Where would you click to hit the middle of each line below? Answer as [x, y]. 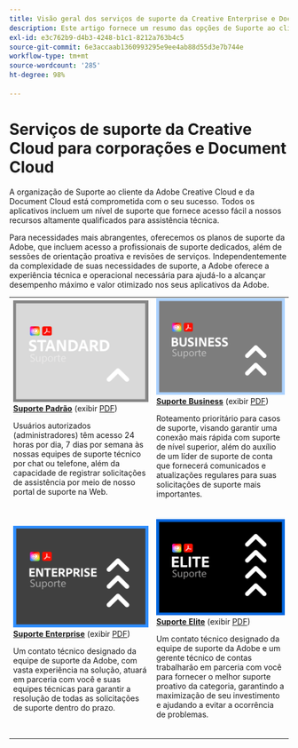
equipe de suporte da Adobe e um [219, 649]
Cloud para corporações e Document [148, 148]
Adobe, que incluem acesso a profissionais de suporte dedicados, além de [145, 247]
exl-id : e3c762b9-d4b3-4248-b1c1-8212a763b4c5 [97, 37]
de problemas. [183, 714]
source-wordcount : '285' [55, 66]
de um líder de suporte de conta [215, 457]
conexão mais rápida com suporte [219, 438]
